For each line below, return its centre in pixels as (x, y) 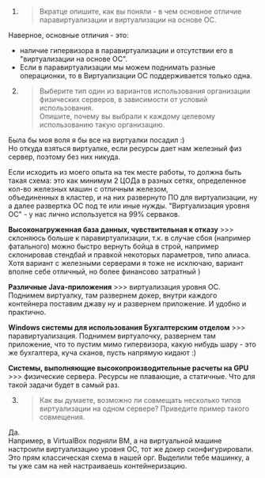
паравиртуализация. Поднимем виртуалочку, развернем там (112, 336)
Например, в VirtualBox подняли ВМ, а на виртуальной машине (115, 441)
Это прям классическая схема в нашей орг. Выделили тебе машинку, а (129, 457)
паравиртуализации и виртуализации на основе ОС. (128, 20)
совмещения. (62, 417)
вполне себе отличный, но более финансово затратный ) (104, 271)
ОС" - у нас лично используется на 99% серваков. (94, 214)
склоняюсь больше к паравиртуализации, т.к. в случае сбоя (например (130, 238)
